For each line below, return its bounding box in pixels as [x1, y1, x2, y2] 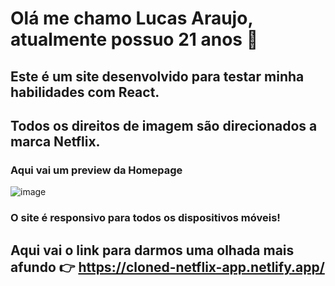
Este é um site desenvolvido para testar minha [10, 68, 305, 85]
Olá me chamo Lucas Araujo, [10, 7, 253, 30]
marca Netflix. [10, 133, 101, 150]
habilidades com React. [10, 83, 160, 101]
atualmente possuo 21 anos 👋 [10, 28, 259, 51]
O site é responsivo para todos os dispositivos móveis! [10, 211, 281, 225]
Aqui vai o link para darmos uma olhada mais [10, 242, 295, 259]
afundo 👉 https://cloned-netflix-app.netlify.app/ [10, 258, 325, 276]
